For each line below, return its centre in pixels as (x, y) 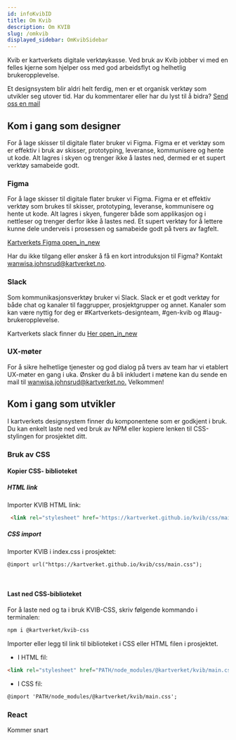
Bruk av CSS (29, 454)
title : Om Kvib (29, 20)
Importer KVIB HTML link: (44, 505)
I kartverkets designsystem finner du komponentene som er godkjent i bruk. (117, 421)
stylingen (21, 436)
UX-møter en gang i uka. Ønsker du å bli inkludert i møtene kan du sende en (117, 374)
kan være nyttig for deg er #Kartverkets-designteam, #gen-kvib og (104, 312)
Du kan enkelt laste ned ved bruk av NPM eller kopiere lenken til (100, 428)
